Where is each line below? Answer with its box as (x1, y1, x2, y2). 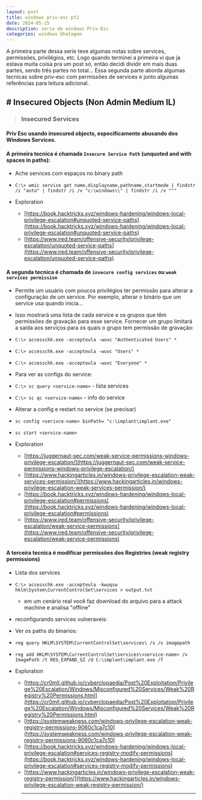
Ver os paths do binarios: (14, 627, 78, 634)
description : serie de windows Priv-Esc (6, 25, 109, 32)
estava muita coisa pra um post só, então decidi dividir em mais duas (6, 61, 177, 68)
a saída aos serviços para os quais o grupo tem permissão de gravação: (14, 324, 194, 331)
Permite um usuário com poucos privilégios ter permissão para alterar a (14, 287, 193, 295)
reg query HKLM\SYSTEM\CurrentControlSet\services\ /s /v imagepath (14, 640, 191, 646)
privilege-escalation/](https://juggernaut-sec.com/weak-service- (23, 459, 185, 466)
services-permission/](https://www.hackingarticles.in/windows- (23, 478, 183, 485)
